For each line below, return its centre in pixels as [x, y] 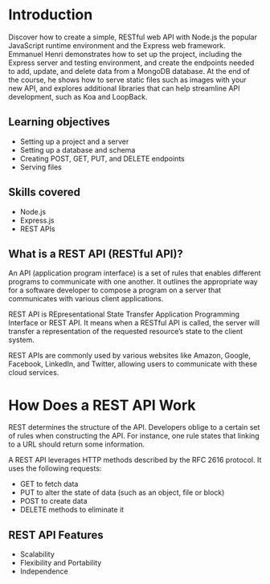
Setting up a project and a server [74, 141]
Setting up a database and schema [78, 149]
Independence [44, 571]
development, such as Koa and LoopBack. [78, 96]
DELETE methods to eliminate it [72, 510]
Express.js [37, 220]
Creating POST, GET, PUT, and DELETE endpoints [102, 158]
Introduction [51, 15]
